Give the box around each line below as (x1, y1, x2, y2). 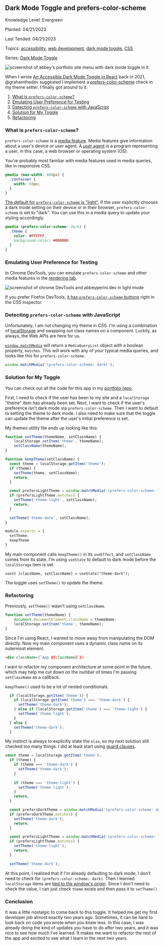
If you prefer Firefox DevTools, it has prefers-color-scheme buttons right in (5, 294, 155, 300)
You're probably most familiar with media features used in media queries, (5, 158, 152, 163)
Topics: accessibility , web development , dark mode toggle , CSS (5, 45, 133, 51)
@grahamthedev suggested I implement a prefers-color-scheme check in (5, 79, 153, 85)
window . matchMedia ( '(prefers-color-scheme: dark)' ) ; (5, 362, 115, 368)
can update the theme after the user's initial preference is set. (5, 415, 129, 421)
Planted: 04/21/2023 (5, 26, 46, 32)
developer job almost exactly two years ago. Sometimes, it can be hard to (5, 914, 153, 920)
